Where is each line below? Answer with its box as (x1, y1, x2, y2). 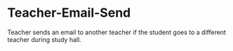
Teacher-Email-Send (7, 5, 131, 21)
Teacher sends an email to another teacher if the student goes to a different (7, 28, 227, 36)
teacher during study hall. (7, 35, 82, 43)
